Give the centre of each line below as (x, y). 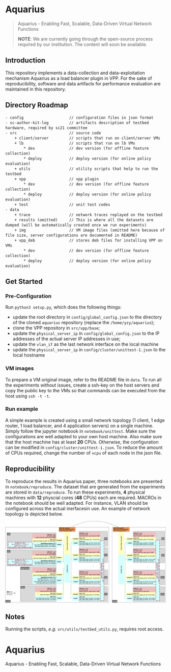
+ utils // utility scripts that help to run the (86, 169)
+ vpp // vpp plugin (57, 179)
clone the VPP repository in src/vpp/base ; (56, 328)
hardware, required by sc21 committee (46, 128)
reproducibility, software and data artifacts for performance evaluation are (83, 83)
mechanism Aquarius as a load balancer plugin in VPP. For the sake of (79, 78)
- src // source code (53, 133)
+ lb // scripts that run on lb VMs (75, 143)
